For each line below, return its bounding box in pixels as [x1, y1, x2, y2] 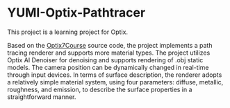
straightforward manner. [7, 92, 76, 101]
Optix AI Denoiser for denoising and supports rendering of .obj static [7, 55, 204, 64]
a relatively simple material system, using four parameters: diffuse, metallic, [7, 78, 224, 86]
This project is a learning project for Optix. [7, 28, 129, 36]
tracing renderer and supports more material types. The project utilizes [7, 48, 211, 57]
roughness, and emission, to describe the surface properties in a [7, 85, 192, 93]
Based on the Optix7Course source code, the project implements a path [7, 41, 213, 49]
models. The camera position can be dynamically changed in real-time [7, 63, 209, 71]
